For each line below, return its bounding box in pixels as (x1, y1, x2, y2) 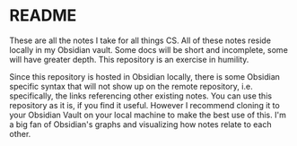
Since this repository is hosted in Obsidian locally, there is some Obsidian (9, 71, 281, 82)
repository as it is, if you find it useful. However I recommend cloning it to (9, 99, 280, 110)
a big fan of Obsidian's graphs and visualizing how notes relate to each (9, 118, 272, 130)
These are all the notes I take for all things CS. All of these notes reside (9, 35, 272, 46)
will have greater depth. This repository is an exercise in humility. (9, 54, 249, 64)
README (9, 5, 77, 26)
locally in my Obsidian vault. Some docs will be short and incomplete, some (9, 44, 289, 55)
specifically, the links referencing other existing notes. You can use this (9, 90, 272, 101)
